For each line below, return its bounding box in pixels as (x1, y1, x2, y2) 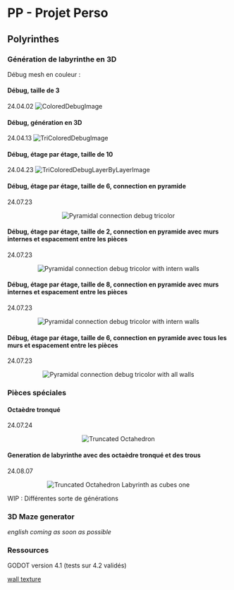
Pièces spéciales (7, 388, 67, 398)
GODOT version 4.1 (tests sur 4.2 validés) (7, 561, 127, 570)
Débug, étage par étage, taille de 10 (7, 150, 113, 158)
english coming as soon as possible (7, 527, 111, 536)
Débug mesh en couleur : (7, 70, 81, 78)
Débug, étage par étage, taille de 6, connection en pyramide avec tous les (7, 333, 227, 342)
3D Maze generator (7, 512, 75, 522)
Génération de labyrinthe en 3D (7, 54, 117, 64)
